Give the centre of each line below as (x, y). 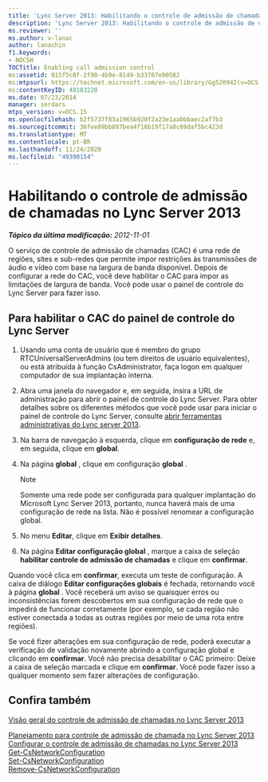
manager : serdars (37, 105)
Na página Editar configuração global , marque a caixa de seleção (130, 551)
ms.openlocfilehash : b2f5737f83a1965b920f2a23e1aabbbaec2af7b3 (116, 120)
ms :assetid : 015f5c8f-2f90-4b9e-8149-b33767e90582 (94, 75)
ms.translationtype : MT (48, 134)
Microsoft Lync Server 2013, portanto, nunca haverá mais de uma (127, 503)
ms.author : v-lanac (41, 38)
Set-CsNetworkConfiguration (56, 760)
